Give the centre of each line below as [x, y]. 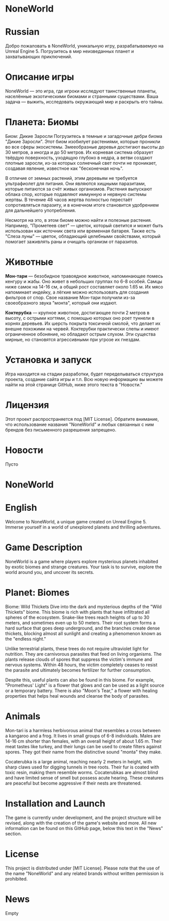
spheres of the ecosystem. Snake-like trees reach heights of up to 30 [77, 617]
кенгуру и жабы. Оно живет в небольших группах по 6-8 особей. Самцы [84, 281]
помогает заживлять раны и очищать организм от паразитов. [72, 241]
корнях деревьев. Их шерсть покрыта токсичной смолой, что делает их [83, 323]
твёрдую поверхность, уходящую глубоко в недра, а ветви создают [79, 158]
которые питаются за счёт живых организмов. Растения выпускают [79, 189]
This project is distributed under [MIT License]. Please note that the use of [82, 868]
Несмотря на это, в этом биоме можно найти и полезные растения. [79, 220]
